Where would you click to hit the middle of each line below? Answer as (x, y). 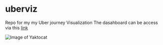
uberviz (22, 9)
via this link (17, 27)
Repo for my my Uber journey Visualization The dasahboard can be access (81, 22)
